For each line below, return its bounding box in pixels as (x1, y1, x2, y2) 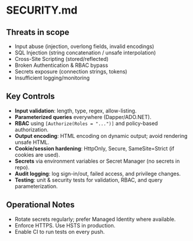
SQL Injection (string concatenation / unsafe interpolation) (14, 49, 156, 56)
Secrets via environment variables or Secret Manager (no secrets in (14, 158, 180, 165)
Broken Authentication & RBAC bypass (14, 62, 108, 69)
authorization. (14, 126, 49, 133)
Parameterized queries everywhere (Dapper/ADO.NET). (14, 113, 152, 120)
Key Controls (6, 91, 55, 101)
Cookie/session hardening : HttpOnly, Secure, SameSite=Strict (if (14, 144, 175, 152)
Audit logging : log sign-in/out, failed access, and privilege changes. (14, 170, 181, 177)
